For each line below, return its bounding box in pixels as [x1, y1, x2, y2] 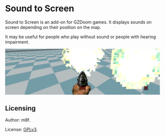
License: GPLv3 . [5, 127, 38, 133]
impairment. [5, 39, 29, 45]
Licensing [5, 104, 36, 113]
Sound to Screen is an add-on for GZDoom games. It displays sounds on [5, 19, 152, 25]
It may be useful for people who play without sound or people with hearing [5, 34, 156, 40]
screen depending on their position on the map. [5, 24, 102, 30]
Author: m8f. [5, 117, 30, 123]
